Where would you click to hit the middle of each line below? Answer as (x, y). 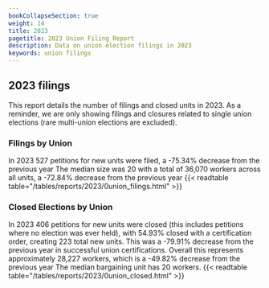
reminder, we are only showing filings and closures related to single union (130, 113)
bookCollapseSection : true (53, 16)
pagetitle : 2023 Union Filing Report (71, 38)
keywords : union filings (50, 53)
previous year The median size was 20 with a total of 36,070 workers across (134, 169)
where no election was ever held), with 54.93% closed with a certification (130, 233)
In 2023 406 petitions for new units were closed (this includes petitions (126, 224)
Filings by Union (41, 143)
